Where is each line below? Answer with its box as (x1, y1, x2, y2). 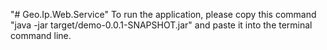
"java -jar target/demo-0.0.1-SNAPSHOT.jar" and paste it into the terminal (10, 19, 313, 31)
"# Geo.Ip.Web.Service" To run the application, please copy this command (10, 9, 317, 20)
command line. (10, 30, 72, 41)
